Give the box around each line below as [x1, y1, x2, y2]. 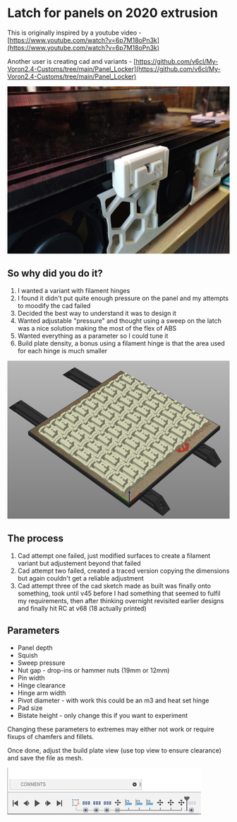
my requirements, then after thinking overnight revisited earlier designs [17, 596, 224, 605]
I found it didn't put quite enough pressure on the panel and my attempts [17, 294, 229, 302]
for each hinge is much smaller [17, 346, 108, 355]
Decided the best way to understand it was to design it [17, 309, 176, 317]
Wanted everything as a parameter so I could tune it [17, 331, 169, 340]
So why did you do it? [7, 268, 104, 280]
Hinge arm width [17, 688, 66, 697]
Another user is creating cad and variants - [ [7, 57, 136, 65]
